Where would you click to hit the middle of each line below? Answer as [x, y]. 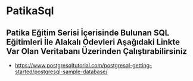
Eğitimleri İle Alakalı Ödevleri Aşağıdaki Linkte [93, 42]
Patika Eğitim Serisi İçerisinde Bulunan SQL [88, 33]
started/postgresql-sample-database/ [61, 72]
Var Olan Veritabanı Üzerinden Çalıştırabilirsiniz [97, 51]
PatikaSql [30, 11]
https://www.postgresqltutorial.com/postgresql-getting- [83, 65]
